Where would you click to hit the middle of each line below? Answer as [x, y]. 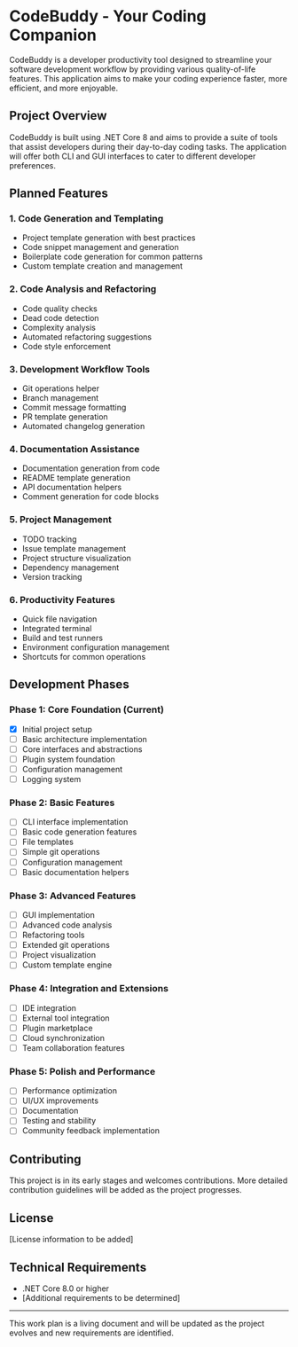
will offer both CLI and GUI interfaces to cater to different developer [133, 156]
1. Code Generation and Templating [86, 219]
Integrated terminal [57, 628]
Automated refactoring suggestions [87, 337]
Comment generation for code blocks [90, 497]
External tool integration [66, 1018]
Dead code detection [60, 317]
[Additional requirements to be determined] [101, 1297]
